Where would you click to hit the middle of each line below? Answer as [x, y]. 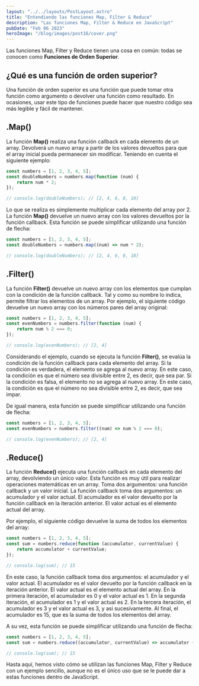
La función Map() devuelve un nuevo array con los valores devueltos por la [98, 216]
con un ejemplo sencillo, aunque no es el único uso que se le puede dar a [96, 671]
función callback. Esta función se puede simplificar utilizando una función [96, 222]
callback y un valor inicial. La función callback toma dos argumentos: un [94, 491]
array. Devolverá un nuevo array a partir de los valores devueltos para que [97, 148]
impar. [14, 394]
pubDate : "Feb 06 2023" [36, 28]
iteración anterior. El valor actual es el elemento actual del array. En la [91, 589]
